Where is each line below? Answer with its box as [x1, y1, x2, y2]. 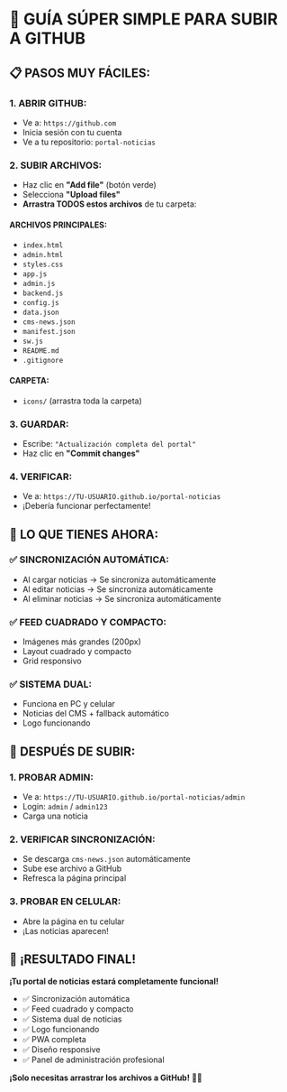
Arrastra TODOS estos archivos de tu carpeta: [22, 199, 197, 209]
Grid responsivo [22, 655, 83, 667]
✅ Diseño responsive [22, 1043, 101, 1055]
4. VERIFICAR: [9, 470, 73, 483]
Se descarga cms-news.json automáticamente [22, 854, 191, 865]
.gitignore [22, 356, 64, 366]
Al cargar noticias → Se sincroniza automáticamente [22, 574, 217, 585]
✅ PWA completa [22, 1033, 87, 1044]
